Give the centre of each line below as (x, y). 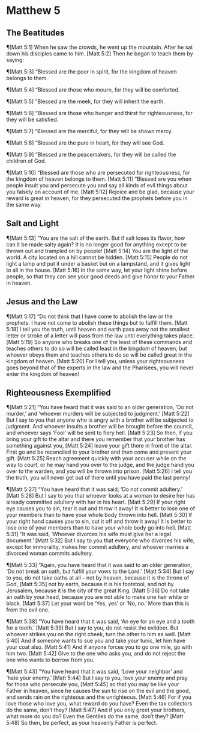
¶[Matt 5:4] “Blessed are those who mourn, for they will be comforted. (93, 90)
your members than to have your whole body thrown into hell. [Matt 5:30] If (99, 515)
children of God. (26, 161)
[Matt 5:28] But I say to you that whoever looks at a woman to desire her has (100, 496)
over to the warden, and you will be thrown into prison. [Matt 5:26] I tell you (99, 471)
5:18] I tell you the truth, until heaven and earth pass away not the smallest (98, 329)
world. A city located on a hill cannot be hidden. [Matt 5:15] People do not (97, 257)
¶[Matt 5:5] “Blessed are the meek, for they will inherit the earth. (85, 101)
